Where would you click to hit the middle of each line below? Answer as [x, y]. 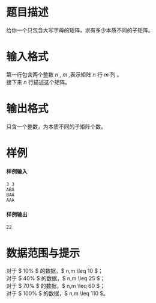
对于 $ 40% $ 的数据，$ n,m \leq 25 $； [56, 278]
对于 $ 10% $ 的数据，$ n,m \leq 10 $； [55, 271]
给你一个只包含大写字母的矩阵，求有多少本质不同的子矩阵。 [80, 30]
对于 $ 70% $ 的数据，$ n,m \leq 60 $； [55, 286]
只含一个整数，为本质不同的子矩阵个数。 [56, 127]
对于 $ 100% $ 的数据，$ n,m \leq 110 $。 [58, 293]
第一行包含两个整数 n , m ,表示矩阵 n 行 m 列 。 [64, 74]
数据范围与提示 [43, 253]
